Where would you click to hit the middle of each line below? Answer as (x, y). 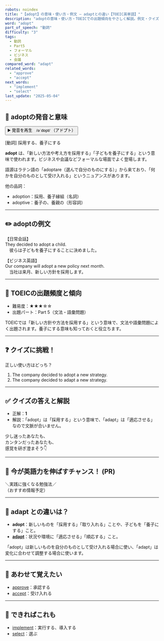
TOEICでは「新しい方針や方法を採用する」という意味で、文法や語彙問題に (80, 322)
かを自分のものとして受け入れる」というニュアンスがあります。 (69, 176)
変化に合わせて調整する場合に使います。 (46, 553)
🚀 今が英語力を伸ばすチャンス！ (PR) (60, 471)
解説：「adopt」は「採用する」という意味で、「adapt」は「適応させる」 (83, 420)
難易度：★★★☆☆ (32, 306)
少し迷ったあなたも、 (26, 436)
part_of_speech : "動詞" (29, 28)
